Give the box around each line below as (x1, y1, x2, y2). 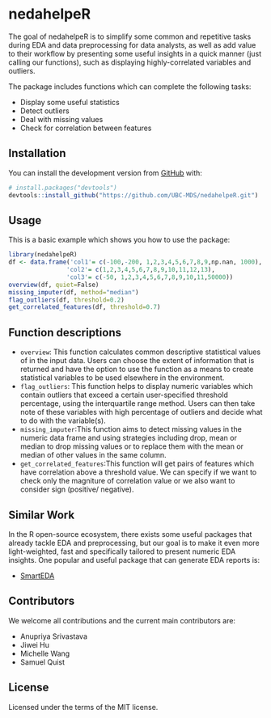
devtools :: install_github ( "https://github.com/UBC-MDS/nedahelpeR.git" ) (8, 191, 259, 199)
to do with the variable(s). (19, 416, 107, 425)
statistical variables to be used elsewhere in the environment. (19, 373, 225, 382)
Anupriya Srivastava (19, 631, 87, 641)
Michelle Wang (19, 648, 70, 658)
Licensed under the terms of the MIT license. (8, 702, 159, 712)
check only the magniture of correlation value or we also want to (19, 476, 235, 486)
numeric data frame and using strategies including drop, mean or (19, 433, 237, 443)
